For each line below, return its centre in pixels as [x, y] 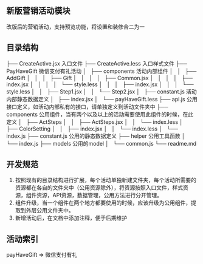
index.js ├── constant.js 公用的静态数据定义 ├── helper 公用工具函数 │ [96, 136]
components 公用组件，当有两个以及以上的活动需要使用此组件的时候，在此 [100, 114]
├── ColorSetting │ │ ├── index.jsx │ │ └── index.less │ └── [92, 129]
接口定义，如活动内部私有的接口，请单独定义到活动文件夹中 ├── [87, 107]
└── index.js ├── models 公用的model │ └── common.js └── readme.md [101, 143]
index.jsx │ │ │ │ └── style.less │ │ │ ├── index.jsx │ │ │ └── [100, 84]
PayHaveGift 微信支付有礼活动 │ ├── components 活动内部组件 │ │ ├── [101, 71]
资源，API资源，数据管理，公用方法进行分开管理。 [99, 195]
